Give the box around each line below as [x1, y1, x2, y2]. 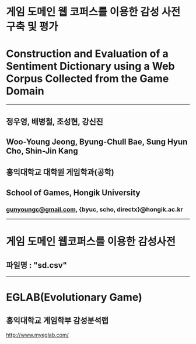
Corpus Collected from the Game [6, 72, 169, 86]
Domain [6, 84, 45, 98]
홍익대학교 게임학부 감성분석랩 [6, 315, 109, 325]
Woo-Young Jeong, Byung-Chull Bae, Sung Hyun [6, 137, 188, 147]
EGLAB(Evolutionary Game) [6, 291, 143, 304]
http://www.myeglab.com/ [6, 331, 69, 338]
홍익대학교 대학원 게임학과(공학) [6, 168, 115, 178]
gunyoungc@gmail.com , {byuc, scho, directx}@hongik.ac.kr [6, 205, 183, 213]
